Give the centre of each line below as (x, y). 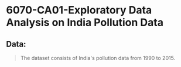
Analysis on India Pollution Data (85, 22)
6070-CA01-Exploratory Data (79, 10)
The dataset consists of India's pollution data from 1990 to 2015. (98, 58)
